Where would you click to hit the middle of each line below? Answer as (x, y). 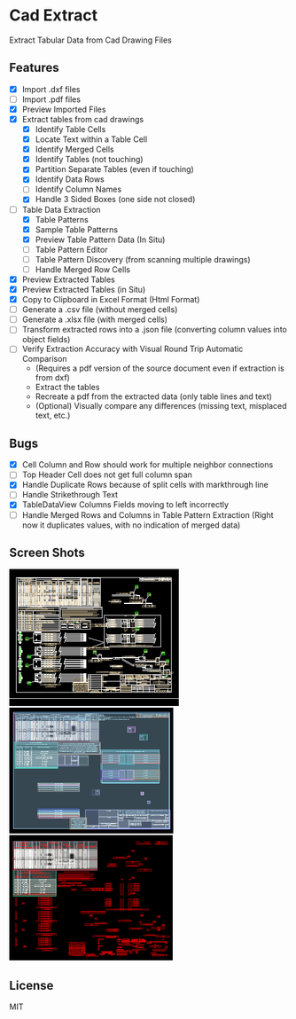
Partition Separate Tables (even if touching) (115, 169)
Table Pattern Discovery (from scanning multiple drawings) (143, 259)
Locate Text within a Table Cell (91, 139)
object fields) (46, 340)
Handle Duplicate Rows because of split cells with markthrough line (145, 485)
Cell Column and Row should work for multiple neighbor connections (148, 465)
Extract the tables (67, 388)
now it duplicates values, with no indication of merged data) (131, 525)
